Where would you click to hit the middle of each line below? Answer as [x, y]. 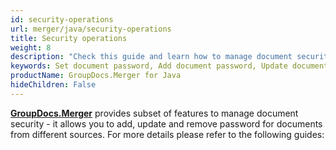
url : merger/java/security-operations [91, 29]
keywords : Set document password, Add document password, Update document [169, 66]
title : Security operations [69, 38]
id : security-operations [62, 19]
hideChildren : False [53, 85]
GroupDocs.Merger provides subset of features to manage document [154, 113]
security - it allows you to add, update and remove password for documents [166, 123]
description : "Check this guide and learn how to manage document [151, 57]
